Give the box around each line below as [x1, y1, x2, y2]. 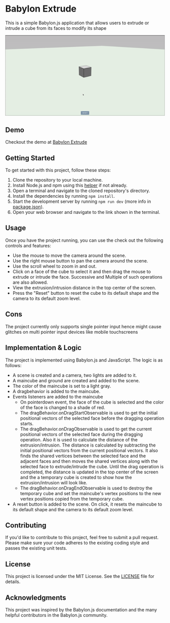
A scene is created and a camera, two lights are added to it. [12, 372, 137, 378]
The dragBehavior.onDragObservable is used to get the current [20, 426, 152, 432]
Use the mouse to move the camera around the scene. [12, 252, 126, 258]
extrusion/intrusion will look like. [20, 479, 88, 485]
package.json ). [12, 204, 44, 210]
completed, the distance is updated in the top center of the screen [20, 469, 158, 475]
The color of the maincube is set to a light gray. [12, 383, 111, 389]
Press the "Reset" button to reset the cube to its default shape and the [12, 290, 159, 296]
